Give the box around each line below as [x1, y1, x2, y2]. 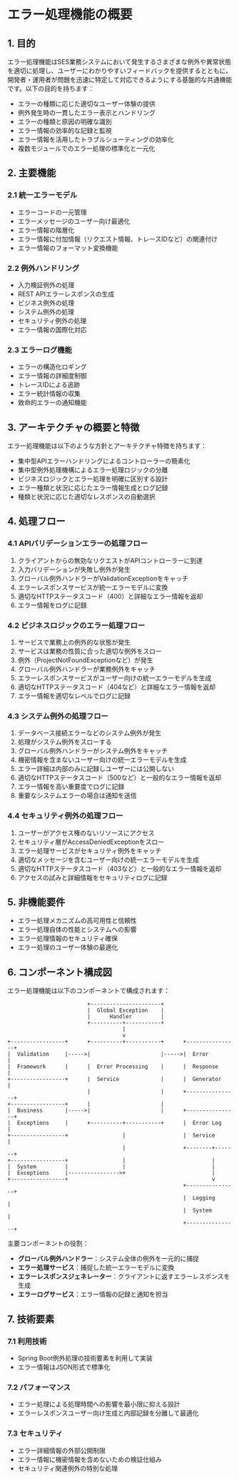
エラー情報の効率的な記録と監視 [17, 126, 112, 134]
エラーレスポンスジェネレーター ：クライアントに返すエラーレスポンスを [17, 1273, 230, 1281]
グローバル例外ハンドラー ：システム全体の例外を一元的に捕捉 [17, 1255, 200, 1263]
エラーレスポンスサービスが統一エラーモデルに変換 [17, 583, 168, 592]
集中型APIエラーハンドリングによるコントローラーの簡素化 [17, 457, 190, 465]
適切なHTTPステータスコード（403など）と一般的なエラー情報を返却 [17, 864, 222, 872]
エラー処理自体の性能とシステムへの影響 [17, 925, 137, 934]
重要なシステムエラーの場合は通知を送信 [17, 791, 137, 800]
